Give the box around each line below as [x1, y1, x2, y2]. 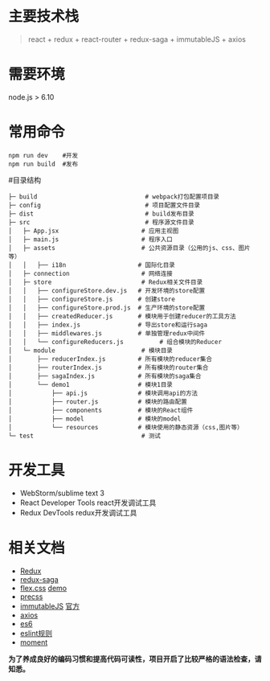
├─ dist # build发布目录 [8, 210, 194, 218]
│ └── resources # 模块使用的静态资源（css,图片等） [8, 423, 243, 431]
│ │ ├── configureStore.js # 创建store [8, 295, 175, 303]
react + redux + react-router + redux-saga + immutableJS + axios [27, 34, 247, 44]
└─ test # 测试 [8, 432, 161, 440]
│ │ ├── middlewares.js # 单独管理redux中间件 [8, 329, 206, 338]
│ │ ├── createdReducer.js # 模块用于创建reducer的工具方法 [8, 312, 236, 320]
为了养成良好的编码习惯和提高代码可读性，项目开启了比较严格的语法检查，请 [8, 654, 262, 663]
